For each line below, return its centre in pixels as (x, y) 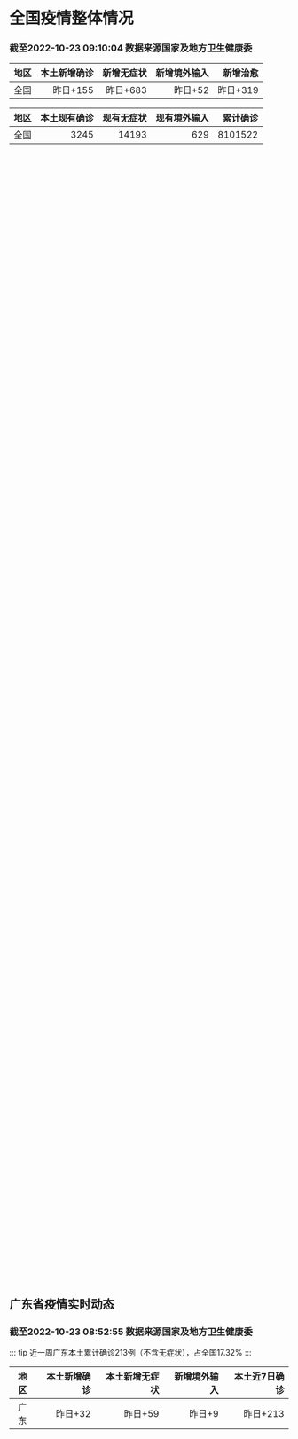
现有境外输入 (183, 118)
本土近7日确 (259, 1377)
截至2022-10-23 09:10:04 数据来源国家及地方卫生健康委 (131, 48)
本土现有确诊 (67, 118)
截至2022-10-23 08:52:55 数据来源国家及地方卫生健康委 (131, 1332)
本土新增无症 (133, 1377)
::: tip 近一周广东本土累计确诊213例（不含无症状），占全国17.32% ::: (130, 1353)
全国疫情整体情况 (72, 18)
